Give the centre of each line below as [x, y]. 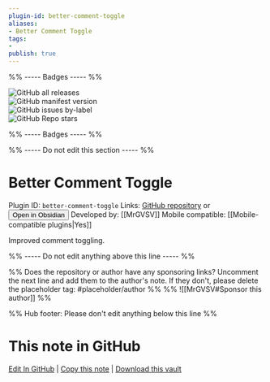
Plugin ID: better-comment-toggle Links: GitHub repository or [109, 205]
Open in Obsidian [39, 215]
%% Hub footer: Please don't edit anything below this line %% [113, 313]
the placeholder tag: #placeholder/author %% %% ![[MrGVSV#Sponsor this [135, 289]
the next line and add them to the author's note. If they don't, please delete [133, 280]
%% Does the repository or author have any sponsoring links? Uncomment [133, 271]
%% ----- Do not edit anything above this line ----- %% [102, 256]
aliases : [23, 24]
